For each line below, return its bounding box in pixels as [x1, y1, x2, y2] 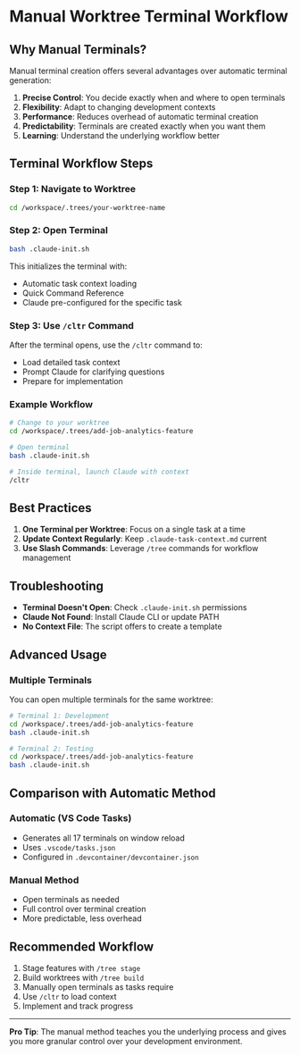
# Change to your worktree [9, 418, 110, 428]
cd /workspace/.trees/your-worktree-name [9, 203, 166, 212]
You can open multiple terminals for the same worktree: [9, 694, 214, 705]
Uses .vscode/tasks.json [21, 841, 116, 852]
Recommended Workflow [9, 939, 154, 954]
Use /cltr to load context [21, 991, 117, 1001]
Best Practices [9, 500, 92, 515]
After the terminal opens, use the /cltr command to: [9, 339, 204, 350]
